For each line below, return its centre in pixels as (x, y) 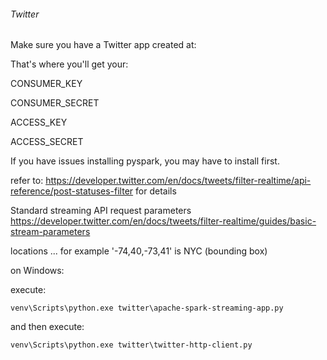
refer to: (27, 181)
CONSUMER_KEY (46, 84)
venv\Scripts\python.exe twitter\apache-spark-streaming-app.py (147, 308)
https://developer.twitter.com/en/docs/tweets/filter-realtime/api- (178, 181)
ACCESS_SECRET (47, 142)
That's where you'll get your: (69, 64)
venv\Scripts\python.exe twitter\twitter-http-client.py (131, 345)
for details (156, 191)
